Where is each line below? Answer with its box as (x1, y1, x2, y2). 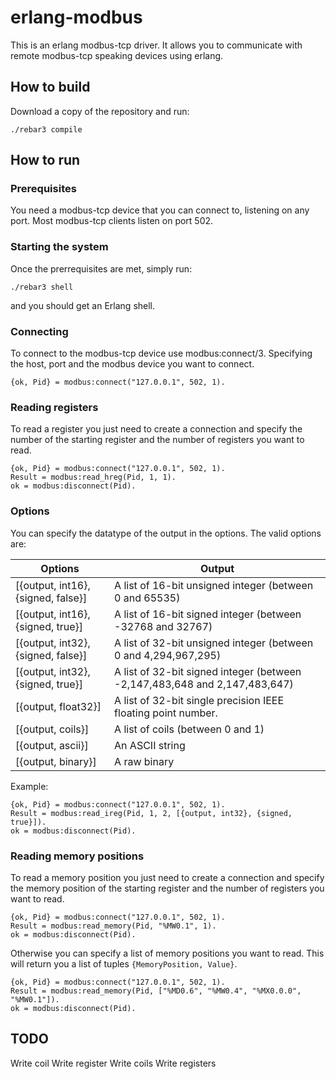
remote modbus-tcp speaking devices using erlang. (10, 49, 224, 61)
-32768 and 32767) (114, 619, 213, 633)
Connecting (10, 324, 69, 338)
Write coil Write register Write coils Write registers (10, 1057, 217, 1069)
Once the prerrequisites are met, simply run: (10, 262, 193, 275)
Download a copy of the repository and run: (10, 105, 190, 117)
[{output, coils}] (15, 722, 90, 736)
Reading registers (10, 400, 99, 414)
